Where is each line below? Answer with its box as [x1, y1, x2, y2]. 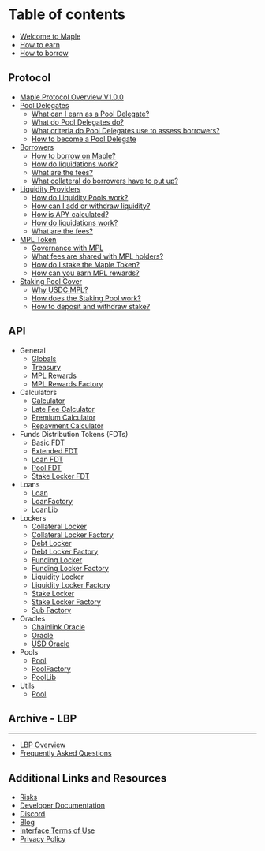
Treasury [31, 362, 62, 371]
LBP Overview [19, 740, 66, 750]
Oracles [19, 614, 46, 623]
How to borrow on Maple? [31, 151, 116, 160]
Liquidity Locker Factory [31, 580, 110, 589]
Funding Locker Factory [31, 563, 109, 573]
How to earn [19, 39, 61, 49]
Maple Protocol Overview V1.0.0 [19, 92, 124, 102]
